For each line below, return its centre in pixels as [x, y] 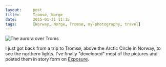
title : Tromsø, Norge [34, 15]
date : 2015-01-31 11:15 [38, 19]
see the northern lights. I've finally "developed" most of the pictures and [81, 54]
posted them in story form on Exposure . [47, 59]
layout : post [24, 10]
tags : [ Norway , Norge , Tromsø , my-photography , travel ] [73, 24]
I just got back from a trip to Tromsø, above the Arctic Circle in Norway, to [83, 48]
